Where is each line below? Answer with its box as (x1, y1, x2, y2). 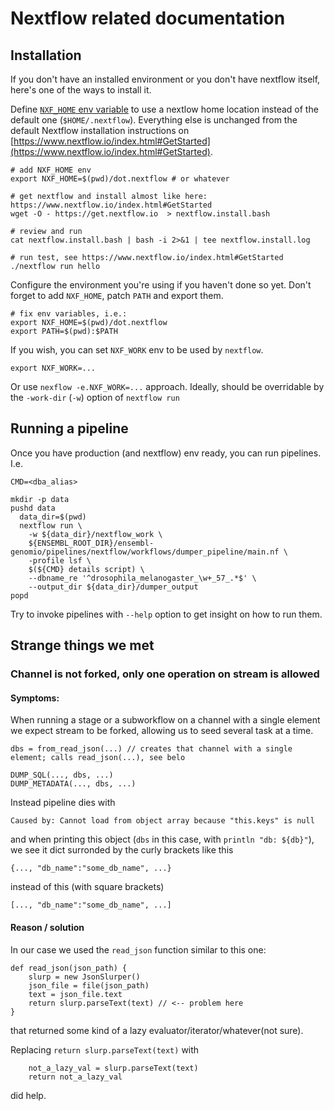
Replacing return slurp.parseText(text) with (10, 1043, 200, 1056)
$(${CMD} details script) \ (28, 564, 145, 574)
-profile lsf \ (28, 555, 92, 566)
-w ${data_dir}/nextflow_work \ (28, 529, 163, 539)
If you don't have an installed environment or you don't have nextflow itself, (10, 73, 321, 85)
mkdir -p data (10, 494, 70, 504)
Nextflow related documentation (10, 7, 286, 30)
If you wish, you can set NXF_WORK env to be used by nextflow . (10, 344, 264, 356)
